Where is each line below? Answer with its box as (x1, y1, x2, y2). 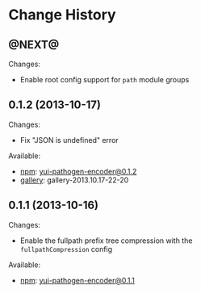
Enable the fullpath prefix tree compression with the (19, 236, 193, 245)
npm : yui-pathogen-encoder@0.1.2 (19, 166, 137, 176)
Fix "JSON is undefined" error (19, 135, 119, 144)
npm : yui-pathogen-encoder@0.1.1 (19, 275, 136, 285)
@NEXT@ (8, 38, 60, 52)
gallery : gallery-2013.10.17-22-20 (19, 175, 129, 185)
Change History (8, 6, 116, 24)
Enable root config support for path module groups (19, 75, 190, 84)
